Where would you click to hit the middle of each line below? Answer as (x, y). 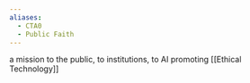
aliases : (26, 17)
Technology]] (34, 69)
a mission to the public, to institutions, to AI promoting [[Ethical (125, 60)
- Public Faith (46, 34)
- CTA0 (30, 26)
